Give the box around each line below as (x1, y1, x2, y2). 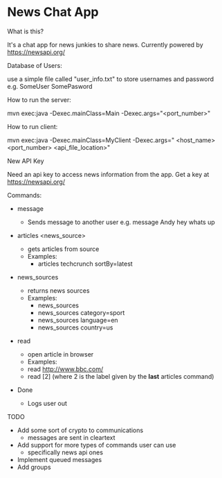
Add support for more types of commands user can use (17, 441, 176, 449)
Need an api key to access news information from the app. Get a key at (7, 170, 210, 178)
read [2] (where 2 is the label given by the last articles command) (27, 372, 214, 380)
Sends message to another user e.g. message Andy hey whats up (27, 218, 216, 226)
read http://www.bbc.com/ (27, 365, 104, 373)
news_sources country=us (37, 323, 113, 332)
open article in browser (27, 350, 94, 358)
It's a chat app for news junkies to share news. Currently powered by (7, 40, 204, 49)
